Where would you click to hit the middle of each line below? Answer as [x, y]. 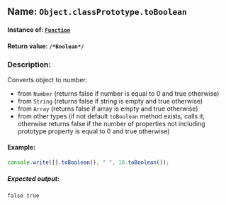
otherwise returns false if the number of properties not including [111, 123]
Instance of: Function [39, 29]
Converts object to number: [47, 79]
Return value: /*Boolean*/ [46, 46]
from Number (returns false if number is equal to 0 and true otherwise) [118, 93]
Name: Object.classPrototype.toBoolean [97, 12]
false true [23, 195]
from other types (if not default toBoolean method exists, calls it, [111, 116]
